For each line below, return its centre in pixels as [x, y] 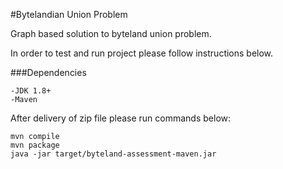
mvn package [35, 145]
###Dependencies [48, 72]
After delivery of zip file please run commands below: [121, 118]
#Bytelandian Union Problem [69, 14]
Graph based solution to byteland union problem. [111, 33]
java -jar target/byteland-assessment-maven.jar [113, 154]
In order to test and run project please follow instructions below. [142, 53]
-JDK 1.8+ [31, 91]
